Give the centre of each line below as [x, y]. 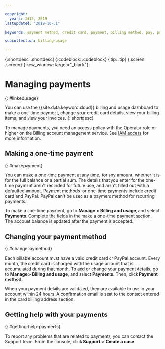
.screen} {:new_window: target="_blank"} [47, 65]
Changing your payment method [56, 237]
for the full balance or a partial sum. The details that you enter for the [75, 180]
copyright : [16, 14]
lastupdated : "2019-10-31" [33, 23]
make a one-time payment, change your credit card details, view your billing [82, 113]
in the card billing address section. [40, 299]
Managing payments [48, 85]
